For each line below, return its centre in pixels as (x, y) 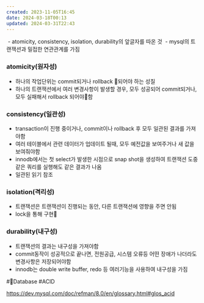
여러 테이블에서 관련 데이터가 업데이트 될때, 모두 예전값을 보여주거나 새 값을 (105, 144)
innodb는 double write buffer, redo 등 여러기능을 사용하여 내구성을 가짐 (101, 269)
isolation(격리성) (31, 192)
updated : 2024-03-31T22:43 (41, 23)
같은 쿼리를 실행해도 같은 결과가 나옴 (58, 167)
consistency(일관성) (36, 114)
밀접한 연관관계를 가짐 (54, 49)
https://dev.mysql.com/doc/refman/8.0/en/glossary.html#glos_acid (91, 293)
